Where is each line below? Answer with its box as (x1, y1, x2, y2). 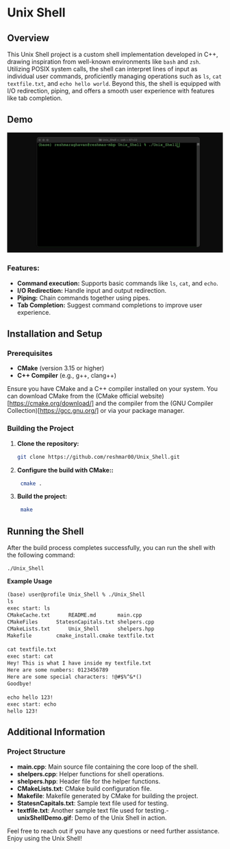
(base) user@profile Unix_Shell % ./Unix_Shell (7, 591, 146, 598)
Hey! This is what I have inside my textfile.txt (7, 660, 152, 667)
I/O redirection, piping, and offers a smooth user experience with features (7, 87, 215, 95)
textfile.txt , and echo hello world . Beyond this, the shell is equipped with (7, 80, 221, 87)
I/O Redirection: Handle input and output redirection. (16, 286, 166, 294)
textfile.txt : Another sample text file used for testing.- (16, 806, 169, 814)
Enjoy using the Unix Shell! (7, 834, 82, 842)
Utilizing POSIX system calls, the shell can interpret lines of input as (7, 65, 198, 73)
